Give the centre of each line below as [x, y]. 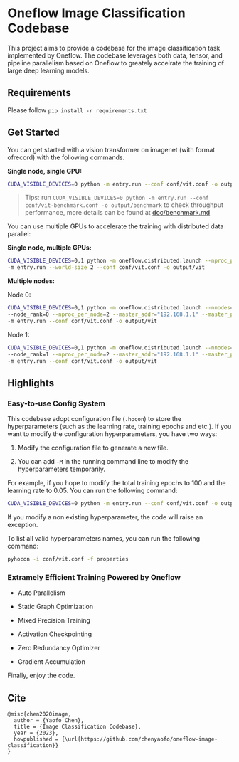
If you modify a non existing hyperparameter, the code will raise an [105, 517]
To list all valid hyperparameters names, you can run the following [104, 538]
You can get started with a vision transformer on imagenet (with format [111, 149]
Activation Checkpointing [55, 634]
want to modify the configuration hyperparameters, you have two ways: [112, 434]
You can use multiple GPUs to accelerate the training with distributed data [116, 226]
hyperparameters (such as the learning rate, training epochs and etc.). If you [119, 427]
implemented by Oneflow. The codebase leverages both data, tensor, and [115, 55]
